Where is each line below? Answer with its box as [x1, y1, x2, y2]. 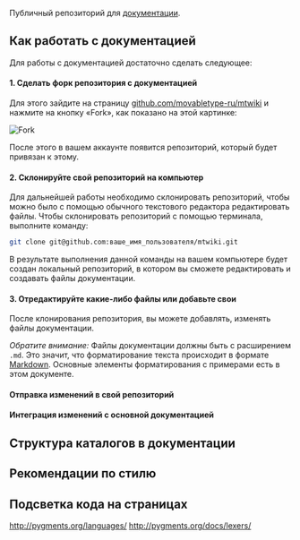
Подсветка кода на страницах [9, 496, 188, 511]
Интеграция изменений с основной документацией [9, 409, 215, 420]
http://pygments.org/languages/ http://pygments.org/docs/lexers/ [9, 520, 252, 531]
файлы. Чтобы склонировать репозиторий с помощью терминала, [9, 210, 263, 222]
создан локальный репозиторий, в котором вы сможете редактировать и [9, 263, 291, 274]
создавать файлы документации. [9, 273, 136, 284]
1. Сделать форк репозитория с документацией [9, 78, 198, 89]
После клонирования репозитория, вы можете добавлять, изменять [9, 313, 271, 324]
